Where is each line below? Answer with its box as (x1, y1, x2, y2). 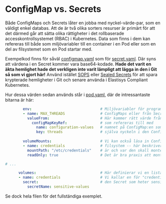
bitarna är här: (5, 97, 34, 102)
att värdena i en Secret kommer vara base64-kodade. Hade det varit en (5, 61, 152, 67)
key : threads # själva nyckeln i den (36, 130, 149, 135)
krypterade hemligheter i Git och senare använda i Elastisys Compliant (5, 77, 148, 83)
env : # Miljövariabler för (23, 106, 145, 111)
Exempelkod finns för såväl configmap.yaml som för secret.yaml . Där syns (5, 55, 157, 61)
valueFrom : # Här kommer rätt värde (27, 115, 152, 121)
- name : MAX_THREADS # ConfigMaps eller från (23, 111, 152, 116)
